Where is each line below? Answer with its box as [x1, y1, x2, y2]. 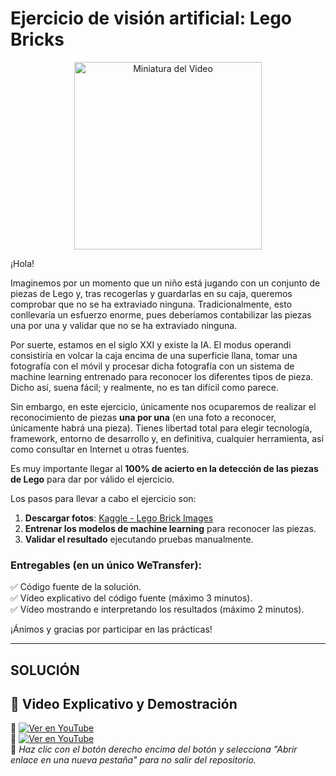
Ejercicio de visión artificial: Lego [10, 7, 293, 30]
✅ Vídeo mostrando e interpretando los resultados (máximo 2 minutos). [10, 603, 305, 616]
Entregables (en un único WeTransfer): [10, 558, 203, 572]
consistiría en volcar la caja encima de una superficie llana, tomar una [10, 349, 298, 361]
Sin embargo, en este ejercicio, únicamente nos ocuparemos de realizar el [10, 400, 317, 412]
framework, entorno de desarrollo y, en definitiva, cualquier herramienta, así [10, 432, 324, 444]
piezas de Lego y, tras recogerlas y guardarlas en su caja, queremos [10, 287, 293, 299]
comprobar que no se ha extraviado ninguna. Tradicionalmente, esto [10, 298, 293, 310]
